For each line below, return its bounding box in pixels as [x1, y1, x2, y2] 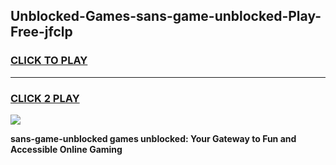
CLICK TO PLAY [10, 54, 88, 68]
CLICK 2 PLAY [10, 91, 80, 105]
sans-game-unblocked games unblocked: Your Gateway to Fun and [10, 132, 297, 144]
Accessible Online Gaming [10, 143, 123, 155]
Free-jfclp [10, 24, 73, 41]
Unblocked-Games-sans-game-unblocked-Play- [10, 8, 322, 25]
